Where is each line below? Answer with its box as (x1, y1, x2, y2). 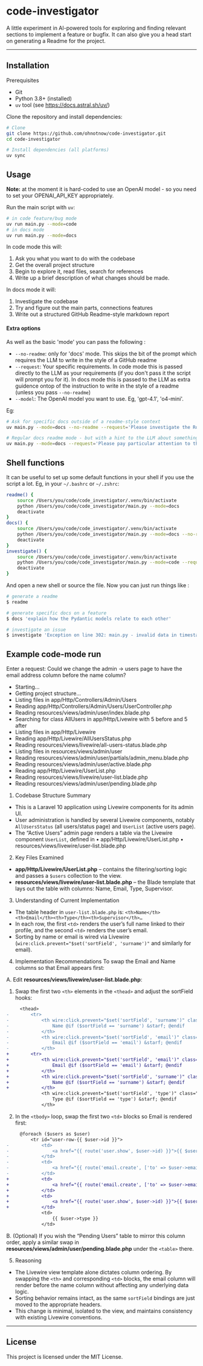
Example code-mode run (6, 649, 101, 659)
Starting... (14, 684, 40, 691)
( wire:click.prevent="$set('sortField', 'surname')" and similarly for (14, 940, 192, 947)
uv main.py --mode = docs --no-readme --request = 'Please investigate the (6, 424, 190, 430)
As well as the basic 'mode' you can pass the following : (6, 338, 146, 345)
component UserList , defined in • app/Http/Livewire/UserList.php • (14, 836, 184, 843)
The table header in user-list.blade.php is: (14, 909, 124, 916)
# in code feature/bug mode (6, 215, 77, 221)
